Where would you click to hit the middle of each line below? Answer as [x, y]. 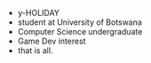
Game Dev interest [52, 41]
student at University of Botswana [79, 22]
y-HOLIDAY [39, 13]
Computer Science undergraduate [80, 31]
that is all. [35, 51]
